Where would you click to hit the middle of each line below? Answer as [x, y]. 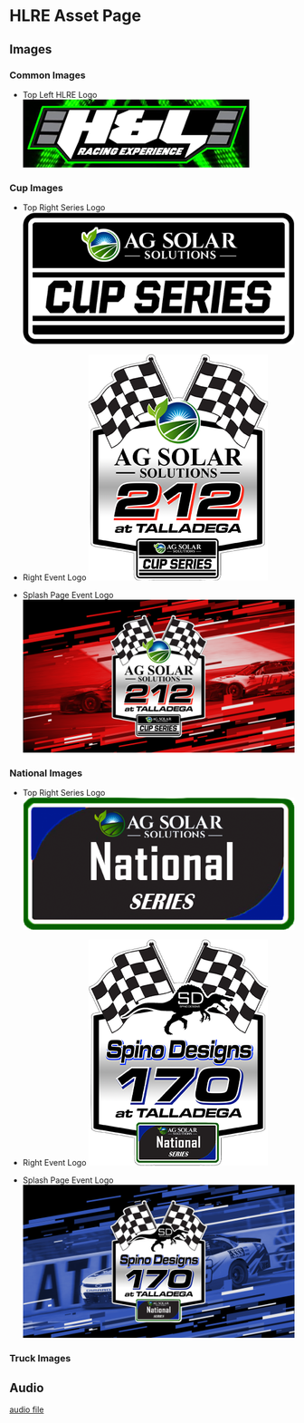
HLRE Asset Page [76, 16]
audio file [27, 1409]
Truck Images [40, 1359]
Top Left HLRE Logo [60, 94]
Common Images [47, 75]
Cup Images [36, 188]
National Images [46, 773]
